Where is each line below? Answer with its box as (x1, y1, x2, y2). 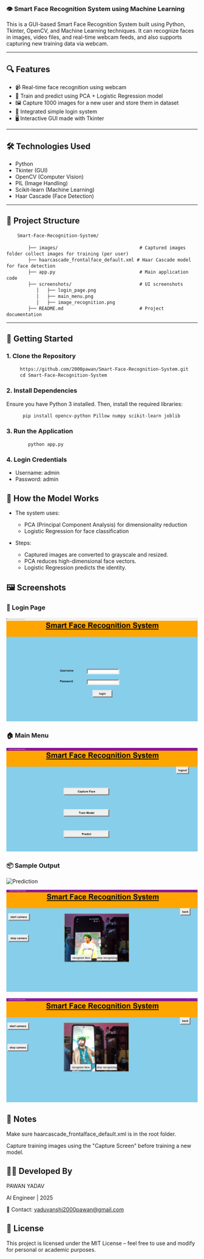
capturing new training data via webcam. (6, 40, 109, 47)
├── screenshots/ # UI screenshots (28, 281, 183, 287)
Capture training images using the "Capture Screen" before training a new (6, 1142, 191, 1149)
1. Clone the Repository (6, 352, 76, 361)
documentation (6, 311, 42, 317)
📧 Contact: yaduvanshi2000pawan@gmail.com (6, 1206, 124, 1213)
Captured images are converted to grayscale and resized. (24, 551, 169, 558)
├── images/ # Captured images (28, 245, 186, 251)
